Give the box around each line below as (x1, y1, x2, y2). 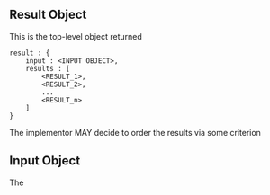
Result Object (9, 7, 87, 22)
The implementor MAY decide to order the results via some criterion (9, 127, 261, 137)
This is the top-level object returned (9, 31, 142, 41)
